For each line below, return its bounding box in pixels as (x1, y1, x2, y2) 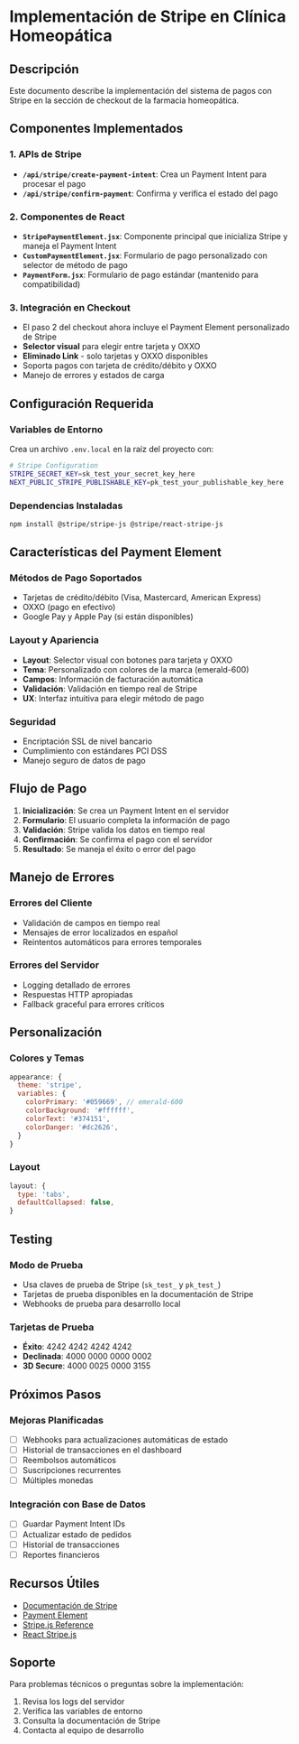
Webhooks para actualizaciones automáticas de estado (22, 1433, 228, 1445)
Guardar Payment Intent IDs (22, 1518, 126, 1529)
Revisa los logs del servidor (22, 1696, 125, 1707)
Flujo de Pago (9, 781, 87, 796)
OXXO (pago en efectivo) (22, 602, 116, 613)
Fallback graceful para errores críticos (22, 998, 165, 1009)
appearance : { (9, 1072, 63, 1081)
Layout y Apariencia (9, 634, 99, 646)
